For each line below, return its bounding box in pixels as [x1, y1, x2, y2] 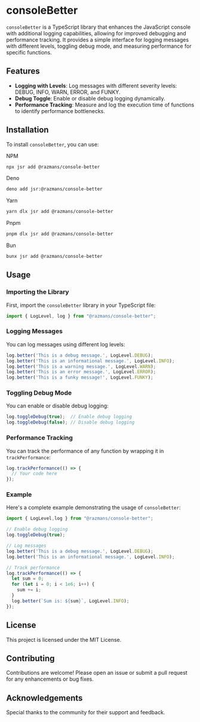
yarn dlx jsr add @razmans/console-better [6, 209, 113, 215]
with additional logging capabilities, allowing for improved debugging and [6, 29, 186, 36]
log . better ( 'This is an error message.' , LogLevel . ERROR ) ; [6, 369, 156, 375]
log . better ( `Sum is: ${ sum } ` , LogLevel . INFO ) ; [11, 598, 130, 604]
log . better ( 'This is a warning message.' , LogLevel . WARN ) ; [6, 363, 156, 370]
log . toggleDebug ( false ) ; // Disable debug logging [6, 419, 135, 425]
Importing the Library [6, 288, 70, 296]
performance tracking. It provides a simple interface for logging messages [6, 36, 189, 43]
